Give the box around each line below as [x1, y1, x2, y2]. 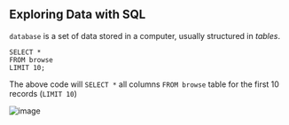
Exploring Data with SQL [9, 7, 146, 22]
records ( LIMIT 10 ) [9, 88, 78, 98]
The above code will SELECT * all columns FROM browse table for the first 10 [9, 79, 279, 90]
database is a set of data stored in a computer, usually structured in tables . [9, 30, 281, 41]
